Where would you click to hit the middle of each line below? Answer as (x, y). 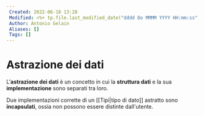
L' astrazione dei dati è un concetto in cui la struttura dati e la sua (89, 82)
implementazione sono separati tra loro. (57, 89)
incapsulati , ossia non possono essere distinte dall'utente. (80, 107)
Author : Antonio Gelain (39, 23)
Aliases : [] (24, 29)
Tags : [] (20, 35)
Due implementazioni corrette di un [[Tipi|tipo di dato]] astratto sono (92, 100)
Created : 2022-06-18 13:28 (43, 12)
